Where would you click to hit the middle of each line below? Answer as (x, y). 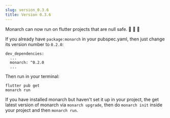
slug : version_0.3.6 (27, 10)
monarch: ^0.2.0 (27, 62)
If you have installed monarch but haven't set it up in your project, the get (82, 99)
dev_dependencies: (25, 54)
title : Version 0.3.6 (28, 15)
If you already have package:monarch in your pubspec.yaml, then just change (85, 39)
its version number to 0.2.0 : (34, 44)
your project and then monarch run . (42, 110)
